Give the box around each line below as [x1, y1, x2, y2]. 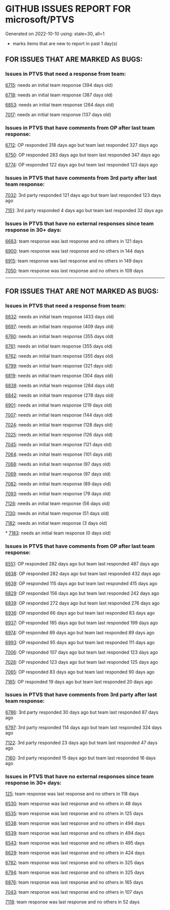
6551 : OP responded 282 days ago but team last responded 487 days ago [5, 560, 159, 566]
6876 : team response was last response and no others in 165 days [5, 879, 143, 886]
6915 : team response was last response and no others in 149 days [5, 257, 143, 264]
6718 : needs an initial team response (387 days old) [5, 92, 113, 98]
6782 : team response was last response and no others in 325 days [5, 860, 144, 866]
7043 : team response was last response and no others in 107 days [5, 889, 143, 895]
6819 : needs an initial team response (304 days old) [5, 373, 114, 379]
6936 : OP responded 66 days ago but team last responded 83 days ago [5, 610, 155, 616]
